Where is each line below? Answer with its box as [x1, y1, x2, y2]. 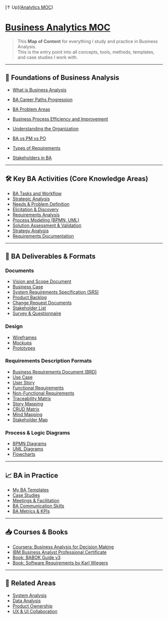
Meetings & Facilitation [12, 497, 59, 503]
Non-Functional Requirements [12, 390, 74, 396]
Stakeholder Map [12, 417, 48, 423]
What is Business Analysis [12, 87, 66, 93]
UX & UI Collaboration [12, 608, 57, 614]
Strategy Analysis [12, 227, 49, 233]
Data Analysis [12, 597, 41, 603]
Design [5, 323, 23, 330]
